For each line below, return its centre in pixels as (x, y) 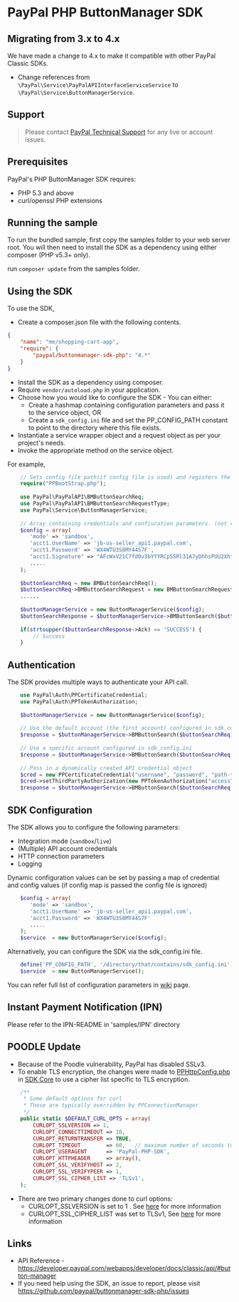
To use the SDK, (31, 309)
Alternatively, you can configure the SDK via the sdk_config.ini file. (105, 951)
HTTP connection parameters (61, 856)
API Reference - (41, 1261)
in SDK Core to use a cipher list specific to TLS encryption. (103, 1079)
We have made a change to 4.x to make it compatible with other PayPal (111, 56)
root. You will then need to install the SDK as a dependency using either (112, 247)
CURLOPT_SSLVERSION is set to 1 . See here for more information (125, 1206)
